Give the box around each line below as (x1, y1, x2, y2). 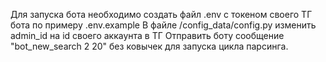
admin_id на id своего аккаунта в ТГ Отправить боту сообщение (10, 30, 285, 41)
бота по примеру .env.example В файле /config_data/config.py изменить (10, 19, 317, 31)
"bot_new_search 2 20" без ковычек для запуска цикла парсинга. (10, 40, 289, 52)
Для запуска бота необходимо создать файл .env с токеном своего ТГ (10, 9, 313, 20)
